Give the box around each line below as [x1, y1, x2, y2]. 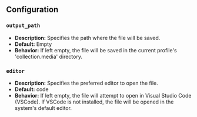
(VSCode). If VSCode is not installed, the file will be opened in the [14, 98, 174, 105]
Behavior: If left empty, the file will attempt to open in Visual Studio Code [14, 92, 192, 99]
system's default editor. [14, 104, 72, 111]
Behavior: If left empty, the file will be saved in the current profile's [14, 46, 178, 54]
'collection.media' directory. [14, 53, 82, 60]
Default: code [14, 85, 49, 93]
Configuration [6, 5, 59, 15]
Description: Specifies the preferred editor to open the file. [14, 79, 158, 86]
